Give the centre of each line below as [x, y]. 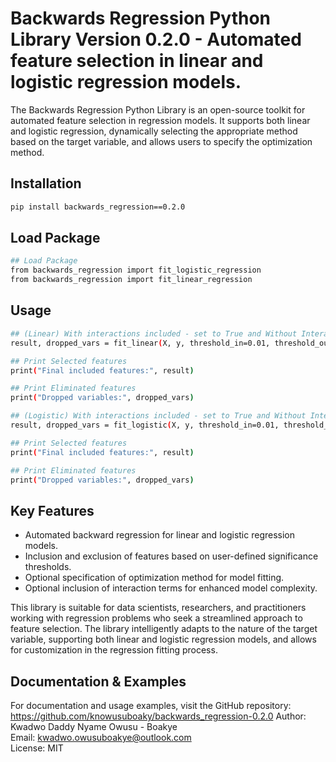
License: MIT [37, 748]
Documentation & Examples [98, 681]
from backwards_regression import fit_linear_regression [131, 280]
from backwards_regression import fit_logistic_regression [136, 270]
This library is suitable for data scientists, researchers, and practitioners [158, 608]
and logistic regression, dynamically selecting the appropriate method [154, 131]
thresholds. [48, 567]
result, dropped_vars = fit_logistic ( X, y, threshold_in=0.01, [145, 425]
